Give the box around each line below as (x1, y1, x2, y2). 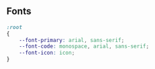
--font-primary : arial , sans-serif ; (19, 37, 125, 43)
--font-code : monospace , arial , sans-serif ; (19, 43, 149, 50)
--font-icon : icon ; (19, 50, 75, 57)
